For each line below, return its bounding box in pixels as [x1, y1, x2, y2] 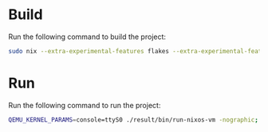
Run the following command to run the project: [8, 100, 161, 110]
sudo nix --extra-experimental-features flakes [8, 47, 170, 55]
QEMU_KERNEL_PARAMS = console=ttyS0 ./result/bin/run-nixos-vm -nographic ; [8, 115, 259, 124]
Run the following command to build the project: [8, 32, 166, 41]
